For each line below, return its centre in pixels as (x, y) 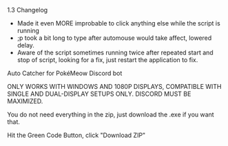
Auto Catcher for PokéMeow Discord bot (65, 73)
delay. (25, 45)
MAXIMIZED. (25, 101)
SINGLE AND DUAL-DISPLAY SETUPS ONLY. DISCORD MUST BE (99, 94)
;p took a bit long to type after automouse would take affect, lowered (114, 38)
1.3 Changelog (28, 10)
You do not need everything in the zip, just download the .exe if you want (111, 114)
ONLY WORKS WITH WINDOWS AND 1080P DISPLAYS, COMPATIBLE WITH (114, 86)
